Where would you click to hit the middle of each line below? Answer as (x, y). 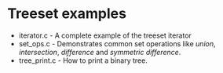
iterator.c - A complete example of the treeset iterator (105, 35)
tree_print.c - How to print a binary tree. (83, 60)
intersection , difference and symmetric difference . (100, 52)
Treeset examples (67, 14)
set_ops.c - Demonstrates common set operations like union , (117, 43)
